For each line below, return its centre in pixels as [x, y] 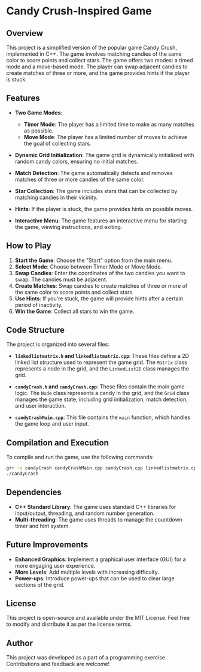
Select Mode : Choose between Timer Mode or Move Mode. [89, 266]
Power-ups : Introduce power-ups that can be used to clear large [95, 578]
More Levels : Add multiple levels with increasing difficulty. [87, 572]
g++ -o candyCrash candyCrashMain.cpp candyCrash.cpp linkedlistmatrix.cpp [103, 468]
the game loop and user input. [52, 424]
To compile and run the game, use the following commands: [80, 457]
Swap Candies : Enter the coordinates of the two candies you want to [100, 273]
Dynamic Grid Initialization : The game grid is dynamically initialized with [104, 155]
